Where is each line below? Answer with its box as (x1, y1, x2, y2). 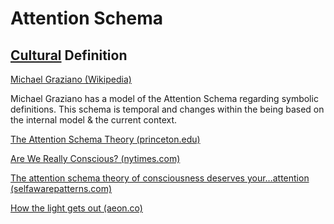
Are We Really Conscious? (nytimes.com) (10, 153, 181, 164)
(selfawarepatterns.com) (10, 183, 113, 194)
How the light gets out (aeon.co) (10, 202, 143, 214)
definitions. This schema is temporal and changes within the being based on (10, 103, 325, 115)
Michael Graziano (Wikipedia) (10, 73, 132, 85)
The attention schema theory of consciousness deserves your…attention (10, 172, 310, 184)
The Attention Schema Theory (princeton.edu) (10, 133, 201, 145)
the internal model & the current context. (10, 114, 178, 126)
